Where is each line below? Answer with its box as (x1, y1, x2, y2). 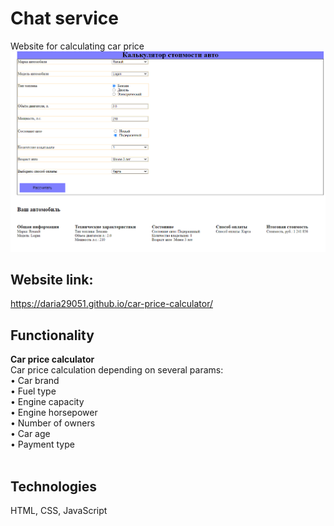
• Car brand (10, 375, 60, 387)
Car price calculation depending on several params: (10, 364, 224, 376)
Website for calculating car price (10, 40, 145, 52)
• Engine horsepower (10, 407, 98, 419)
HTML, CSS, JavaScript (10, 505, 108, 517)
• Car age (10, 428, 51, 440)
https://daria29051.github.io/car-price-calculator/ (10, 298, 213, 310)
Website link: (10, 272, 94, 289)
